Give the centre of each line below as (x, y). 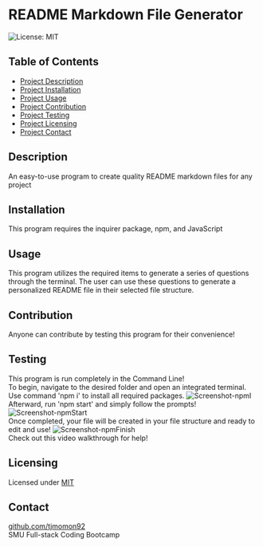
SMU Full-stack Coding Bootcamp (64, 535)
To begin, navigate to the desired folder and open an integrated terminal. (128, 387)
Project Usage (43, 98)
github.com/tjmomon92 (47, 526)
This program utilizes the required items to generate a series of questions (129, 273)
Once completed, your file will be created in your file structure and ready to (131, 421)
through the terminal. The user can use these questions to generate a (122, 281)
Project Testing (45, 115)
